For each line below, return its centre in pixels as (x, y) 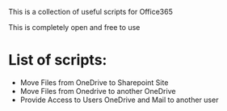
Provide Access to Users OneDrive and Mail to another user (119, 100)
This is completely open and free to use (74, 27)
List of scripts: (58, 60)
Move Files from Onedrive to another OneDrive (98, 91)
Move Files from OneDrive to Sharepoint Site (94, 82)
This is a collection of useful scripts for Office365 (91, 12)
